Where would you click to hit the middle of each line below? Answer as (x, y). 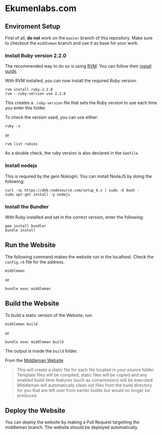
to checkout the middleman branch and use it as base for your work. (72, 43)
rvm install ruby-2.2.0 (29, 90)
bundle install (20, 230)
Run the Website (30, 245)
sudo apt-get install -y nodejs (37, 194)
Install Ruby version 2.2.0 (36, 55)
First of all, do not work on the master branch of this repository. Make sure (79, 38)
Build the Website (32, 303)
